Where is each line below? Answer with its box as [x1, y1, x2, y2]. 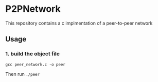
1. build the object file [5, 50, 60, 57]
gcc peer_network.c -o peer [5, 62, 66, 67]
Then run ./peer [5, 71, 40, 77]
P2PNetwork [5, 3, 61, 15]
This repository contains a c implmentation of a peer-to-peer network [5, 20, 153, 26]
